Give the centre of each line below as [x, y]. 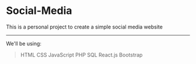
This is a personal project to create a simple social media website [85, 27]
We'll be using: [24, 43]
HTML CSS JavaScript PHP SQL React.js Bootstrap [81, 55]
